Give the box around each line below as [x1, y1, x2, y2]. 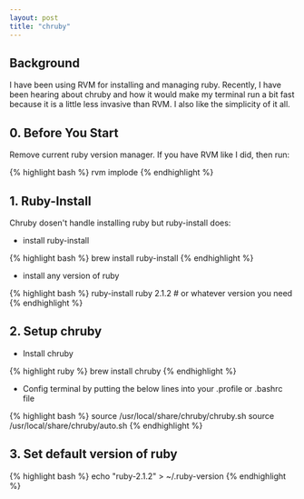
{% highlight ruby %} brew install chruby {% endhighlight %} [9, 365, 237, 376]
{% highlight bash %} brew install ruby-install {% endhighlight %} [9, 252, 254, 264]
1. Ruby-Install [9, 193, 92, 209]
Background [9, 55, 80, 71]
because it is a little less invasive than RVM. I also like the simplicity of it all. [9, 99, 290, 110]
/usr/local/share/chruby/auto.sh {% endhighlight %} [9, 420, 203, 431]
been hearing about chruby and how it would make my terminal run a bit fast [9, 89, 295, 100]
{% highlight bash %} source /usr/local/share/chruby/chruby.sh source [9, 410, 275, 421]
